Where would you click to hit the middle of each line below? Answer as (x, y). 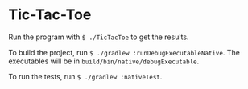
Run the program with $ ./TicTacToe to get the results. (99, 37)
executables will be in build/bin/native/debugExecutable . (104, 61)
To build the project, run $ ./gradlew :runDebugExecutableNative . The (124, 52)
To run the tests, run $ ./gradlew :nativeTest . (85, 76)
